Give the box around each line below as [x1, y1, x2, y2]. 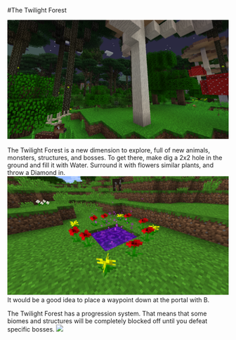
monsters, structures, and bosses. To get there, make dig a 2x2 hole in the [7, 153, 223, 162]
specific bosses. [7, 325, 55, 334]
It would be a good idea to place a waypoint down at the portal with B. [7, 296, 210, 304]
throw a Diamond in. [7, 168, 65, 176]
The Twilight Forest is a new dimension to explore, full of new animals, [7, 145, 211, 154]
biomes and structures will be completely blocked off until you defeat [7, 317, 208, 325]
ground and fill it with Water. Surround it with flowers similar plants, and [7, 161, 214, 169]
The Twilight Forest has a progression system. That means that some [7, 309, 207, 318]
